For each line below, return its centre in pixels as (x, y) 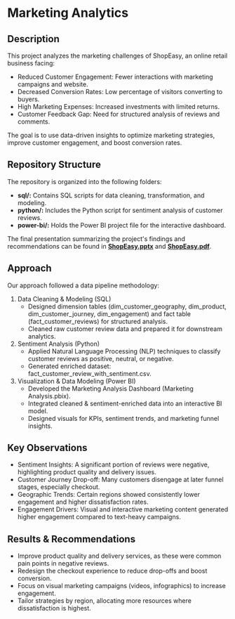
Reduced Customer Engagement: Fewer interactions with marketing (115, 77)
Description (33, 39)
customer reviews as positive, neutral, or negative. (101, 358)
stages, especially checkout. (59, 487)
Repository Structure (54, 165)
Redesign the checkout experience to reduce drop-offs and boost (112, 571)
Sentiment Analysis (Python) (59, 344)
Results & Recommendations (71, 539)
